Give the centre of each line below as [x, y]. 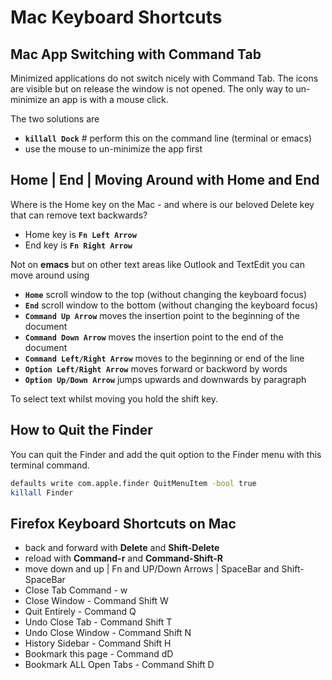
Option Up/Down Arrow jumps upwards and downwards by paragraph [165, 379]
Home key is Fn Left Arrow [80, 234]
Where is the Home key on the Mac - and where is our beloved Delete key [162, 204]
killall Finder [42, 492]
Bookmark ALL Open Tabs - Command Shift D [119, 665]
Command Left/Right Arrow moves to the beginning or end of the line [164, 358]
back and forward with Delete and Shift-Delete [122, 548]
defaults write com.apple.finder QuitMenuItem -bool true [133, 483]
